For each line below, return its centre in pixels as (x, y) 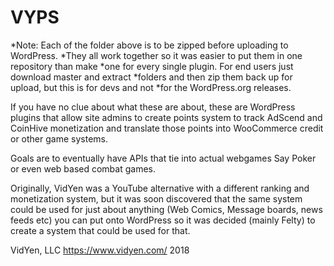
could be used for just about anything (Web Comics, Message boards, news (166, 209)
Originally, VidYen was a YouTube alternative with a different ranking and (160, 188)
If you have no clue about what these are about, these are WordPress (153, 107)
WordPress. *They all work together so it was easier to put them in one (156, 55)
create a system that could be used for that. (100, 230)
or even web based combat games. (83, 168)
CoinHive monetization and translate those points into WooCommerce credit (167, 128)
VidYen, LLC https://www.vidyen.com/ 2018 (100, 250)
